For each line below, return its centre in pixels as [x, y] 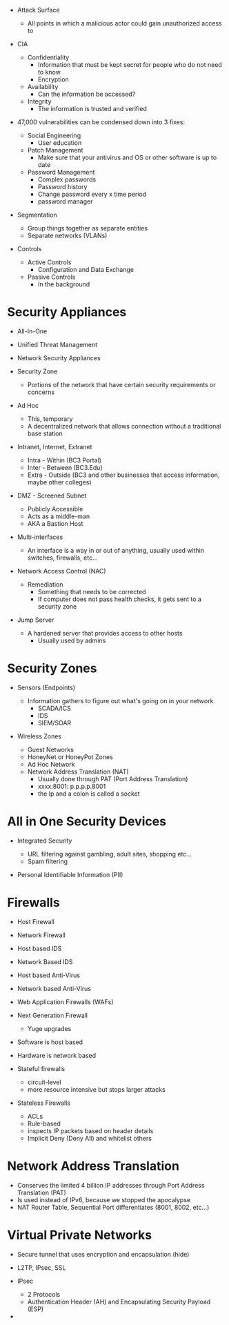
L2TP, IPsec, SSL [41, 1267]
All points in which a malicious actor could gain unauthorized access [125, 23]
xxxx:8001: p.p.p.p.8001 [72, 786]
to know [49, 72]
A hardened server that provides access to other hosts [105, 633]
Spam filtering [47, 861]
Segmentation [37, 215]
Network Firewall [41, 935]
